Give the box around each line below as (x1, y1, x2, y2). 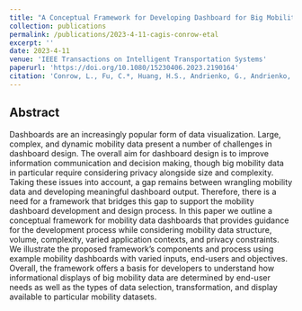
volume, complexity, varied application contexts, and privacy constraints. (9, 234, 280, 244)
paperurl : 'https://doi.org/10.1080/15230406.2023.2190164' (9, 64, 240, 73)
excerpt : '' (9, 38, 54, 48)
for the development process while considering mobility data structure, (9, 224, 272, 235)
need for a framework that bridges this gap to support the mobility (9, 195, 254, 207)
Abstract (9, 105, 60, 120)
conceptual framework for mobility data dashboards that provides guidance (9, 215, 289, 226)
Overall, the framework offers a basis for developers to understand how (9, 262, 275, 273)
